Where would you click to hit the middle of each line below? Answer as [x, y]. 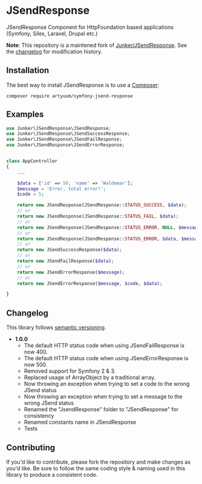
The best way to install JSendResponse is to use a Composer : [83, 85]
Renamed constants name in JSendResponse [80, 422]
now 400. [36, 352]
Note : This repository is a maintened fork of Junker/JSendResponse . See [97, 45]
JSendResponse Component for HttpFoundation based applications [90, 27]
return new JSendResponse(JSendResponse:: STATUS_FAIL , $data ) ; [98, 216]
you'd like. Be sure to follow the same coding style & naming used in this [96, 468]
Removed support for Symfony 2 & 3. [70, 371]
